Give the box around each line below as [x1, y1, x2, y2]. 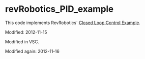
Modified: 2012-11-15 [5, 29, 48, 35]
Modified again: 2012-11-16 [5, 48, 60, 54]
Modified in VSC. [5, 38, 39, 45]
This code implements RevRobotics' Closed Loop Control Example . [5, 20, 141, 26]
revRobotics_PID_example [5, 3, 114, 15]
